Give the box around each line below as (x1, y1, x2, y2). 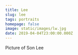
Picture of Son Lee (5, 45, 44, 50)
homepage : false (5, 21, 39, 27)
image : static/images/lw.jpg (5, 26, 66, 31)
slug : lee (5, 12, 26, 17)
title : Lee (5, 7, 28, 13)
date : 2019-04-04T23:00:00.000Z (5, 31, 73, 36)
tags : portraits (5, 17, 39, 22)
